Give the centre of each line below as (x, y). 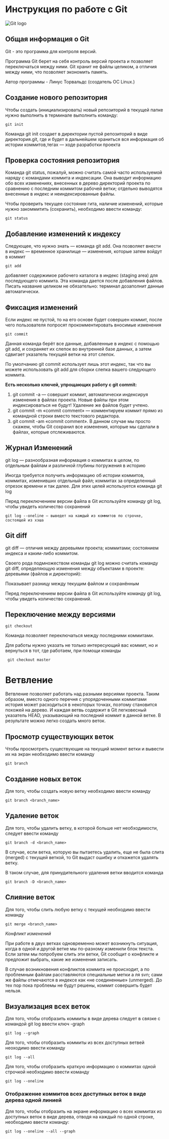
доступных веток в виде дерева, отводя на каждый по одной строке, (80, 1117)
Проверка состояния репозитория (63, 160)
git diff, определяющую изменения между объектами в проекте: (75, 568)
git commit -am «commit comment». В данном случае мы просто (81, 421)
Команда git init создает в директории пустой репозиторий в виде (76, 134)
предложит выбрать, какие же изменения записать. (62, 959)
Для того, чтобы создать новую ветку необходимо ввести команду (78, 791)
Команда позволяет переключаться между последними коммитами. (80, 636)
